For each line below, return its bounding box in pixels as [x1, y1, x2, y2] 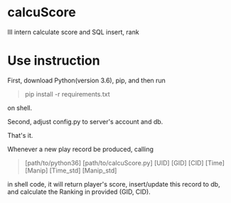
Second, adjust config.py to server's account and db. [7, 117, 163, 126]
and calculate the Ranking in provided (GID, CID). [7, 187, 151, 196]
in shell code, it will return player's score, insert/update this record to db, [7, 180, 220, 188]
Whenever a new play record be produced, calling [7, 145, 154, 153]
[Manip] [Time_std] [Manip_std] [24, 166, 117, 175]
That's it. [7, 131, 33, 139]
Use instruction [7, 53, 101, 69]
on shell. [7, 104, 33, 112]
